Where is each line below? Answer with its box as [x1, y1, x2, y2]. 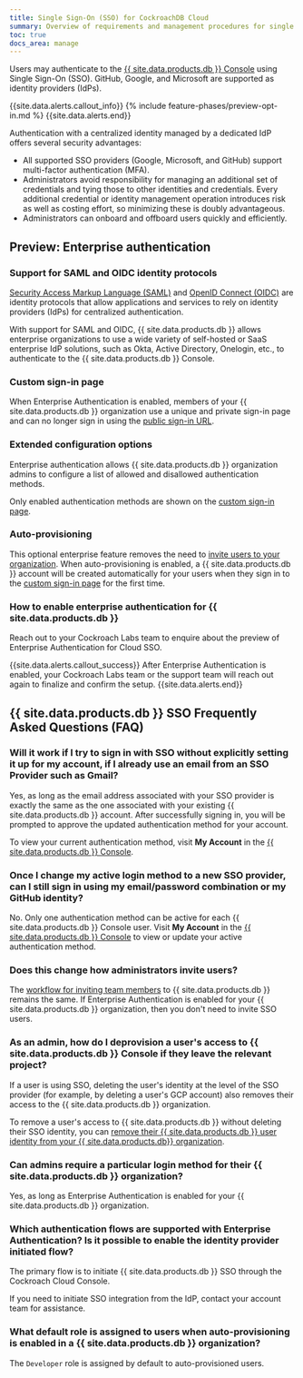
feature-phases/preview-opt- [168, 101, 279, 112]
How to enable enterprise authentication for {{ [9, 600, 218, 613]
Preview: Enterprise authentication [9, 239, 211, 254]
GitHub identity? [9, 891, 83, 904]
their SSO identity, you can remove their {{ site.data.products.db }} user [9, 1125, 278, 1136]
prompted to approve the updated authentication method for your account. [9, 818, 288, 829]
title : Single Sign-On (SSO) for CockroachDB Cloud [9, 13, 209, 23]
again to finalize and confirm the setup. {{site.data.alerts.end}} [9, 679, 243, 690]
